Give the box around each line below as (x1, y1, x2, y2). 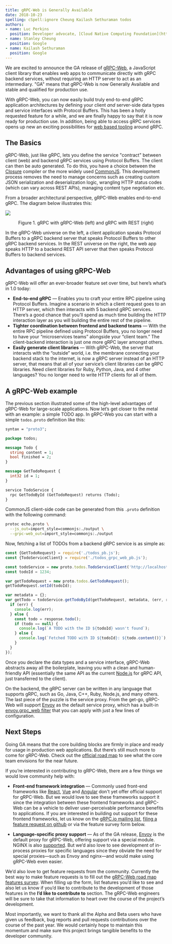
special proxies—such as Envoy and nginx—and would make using (12, 853, 154, 859)
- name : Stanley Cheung (5, 36, 56, 42)
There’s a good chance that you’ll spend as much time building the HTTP (12, 312, 166, 318)
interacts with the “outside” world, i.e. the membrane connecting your (12, 350, 160, 356)
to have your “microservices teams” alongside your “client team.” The (12, 334, 160, 340)
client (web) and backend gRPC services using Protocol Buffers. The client (5, 158, 163, 164)
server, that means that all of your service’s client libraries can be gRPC (12, 361, 164, 367)
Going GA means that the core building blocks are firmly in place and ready (5, 741, 164, 747)
